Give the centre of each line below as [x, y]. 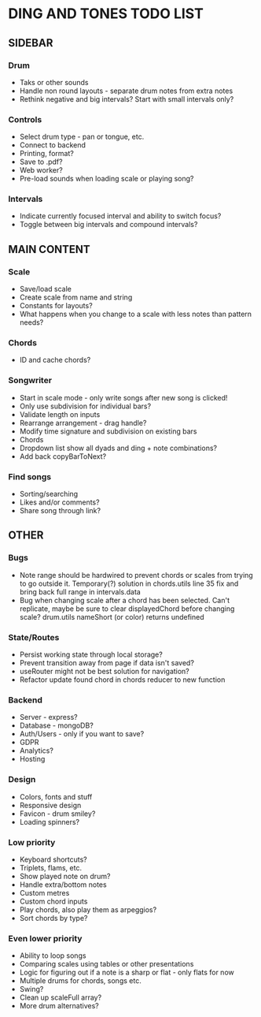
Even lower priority [45, 938]
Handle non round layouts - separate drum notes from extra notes [126, 91]
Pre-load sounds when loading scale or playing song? [107, 179]
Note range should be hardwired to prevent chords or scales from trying [136, 575]
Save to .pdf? [41, 162]
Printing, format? [47, 154]
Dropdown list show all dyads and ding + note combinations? [118, 448]
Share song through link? [60, 511]
